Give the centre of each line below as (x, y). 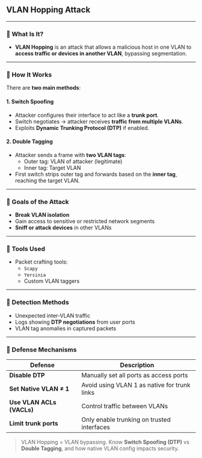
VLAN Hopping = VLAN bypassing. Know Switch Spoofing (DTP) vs (105, 442)
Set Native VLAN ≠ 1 (39, 389)
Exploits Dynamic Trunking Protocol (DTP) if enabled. (82, 128)
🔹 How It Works (29, 75)
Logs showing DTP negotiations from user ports (75, 322)
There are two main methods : (44, 88)
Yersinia (35, 275)
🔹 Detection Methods (38, 302)
